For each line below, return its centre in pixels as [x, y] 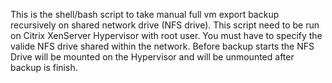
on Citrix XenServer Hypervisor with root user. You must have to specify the [166, 35]
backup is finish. [44, 67]
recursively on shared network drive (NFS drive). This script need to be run [165, 25]
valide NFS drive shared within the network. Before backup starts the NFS [162, 46]
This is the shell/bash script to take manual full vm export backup [145, 14]
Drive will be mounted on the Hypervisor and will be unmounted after [152, 57]
